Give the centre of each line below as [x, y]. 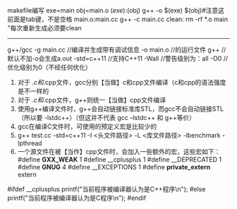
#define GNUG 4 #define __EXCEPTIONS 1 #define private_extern [114, 167]
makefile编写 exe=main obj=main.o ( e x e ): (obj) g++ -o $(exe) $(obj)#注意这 [116, 10]
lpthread [30, 143]
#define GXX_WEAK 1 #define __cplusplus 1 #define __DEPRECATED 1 [120, 160]
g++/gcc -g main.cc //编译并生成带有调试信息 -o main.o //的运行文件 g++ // [117, 49]
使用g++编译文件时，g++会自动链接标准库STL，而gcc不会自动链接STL [121, 109]
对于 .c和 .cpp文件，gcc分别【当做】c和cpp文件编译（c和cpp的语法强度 [122, 82]
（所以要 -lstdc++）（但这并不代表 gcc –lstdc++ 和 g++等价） [107, 118]
